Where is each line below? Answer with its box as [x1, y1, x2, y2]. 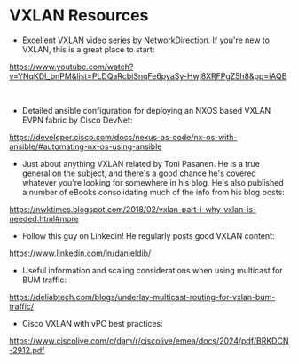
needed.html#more [9, 213, 80, 224]
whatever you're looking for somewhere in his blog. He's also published [21, 177, 284, 187]
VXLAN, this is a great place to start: [21, 44, 155, 54]
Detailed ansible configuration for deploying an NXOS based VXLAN [21, 105, 271, 115]
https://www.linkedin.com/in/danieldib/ [9, 248, 152, 258]
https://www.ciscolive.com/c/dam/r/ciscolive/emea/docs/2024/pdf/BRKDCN [9, 335, 289, 346]
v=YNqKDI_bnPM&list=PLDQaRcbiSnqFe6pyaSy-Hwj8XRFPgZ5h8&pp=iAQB [9, 70, 287, 81]
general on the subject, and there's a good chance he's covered [21, 168, 257, 178]
